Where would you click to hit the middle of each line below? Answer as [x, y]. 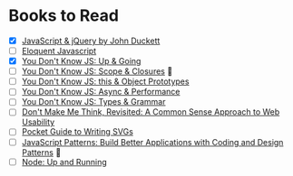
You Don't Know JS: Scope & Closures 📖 [97, 71]
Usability [38, 122]
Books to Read [64, 16]
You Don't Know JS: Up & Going [81, 61]
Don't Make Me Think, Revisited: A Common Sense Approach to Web [151, 112]
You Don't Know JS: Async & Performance [101, 92]
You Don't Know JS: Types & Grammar [93, 102]
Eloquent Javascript [59, 51]
